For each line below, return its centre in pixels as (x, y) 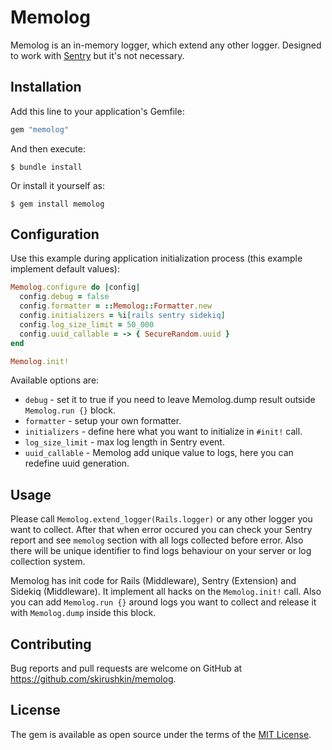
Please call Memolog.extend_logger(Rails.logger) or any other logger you (161, 519)
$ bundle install (46, 167)
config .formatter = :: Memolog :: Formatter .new (116, 306)
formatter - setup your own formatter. (103, 421)
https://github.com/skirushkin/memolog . (93, 679)
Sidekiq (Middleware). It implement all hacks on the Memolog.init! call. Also (166, 592)
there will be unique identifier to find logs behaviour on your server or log (161, 551)
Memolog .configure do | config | (75, 287)
